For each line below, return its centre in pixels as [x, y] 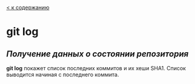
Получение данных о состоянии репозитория [97, 54]
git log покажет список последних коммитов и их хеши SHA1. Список [96, 68]
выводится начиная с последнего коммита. [63, 74]
